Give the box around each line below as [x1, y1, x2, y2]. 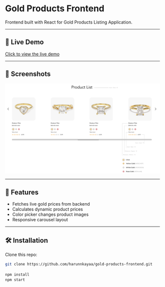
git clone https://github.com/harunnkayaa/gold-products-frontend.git [5, 261, 153, 266]
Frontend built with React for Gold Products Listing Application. [5, 19, 133, 25]
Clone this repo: [5, 251, 38, 258]
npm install [5, 272, 29, 277]
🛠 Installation [5, 236, 48, 244]
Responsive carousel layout [12, 217, 68, 223]
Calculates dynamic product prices [12, 207, 83, 212]
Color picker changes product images [12, 211, 89, 217]
